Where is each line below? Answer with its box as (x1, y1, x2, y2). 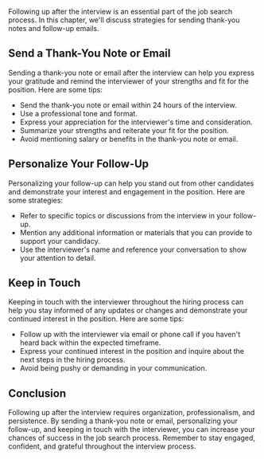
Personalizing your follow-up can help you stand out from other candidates (8, 178, 254, 188)
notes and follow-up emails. (8, 24, 99, 33)
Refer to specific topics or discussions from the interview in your (19, 210, 232, 220)
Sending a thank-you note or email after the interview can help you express (8, 68, 254, 77)
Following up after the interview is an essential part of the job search (8, 7, 233, 16)
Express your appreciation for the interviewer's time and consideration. (19, 117, 253, 127)
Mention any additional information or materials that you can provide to (19, 227, 253, 237)
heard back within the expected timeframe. (19, 338, 161, 347)
